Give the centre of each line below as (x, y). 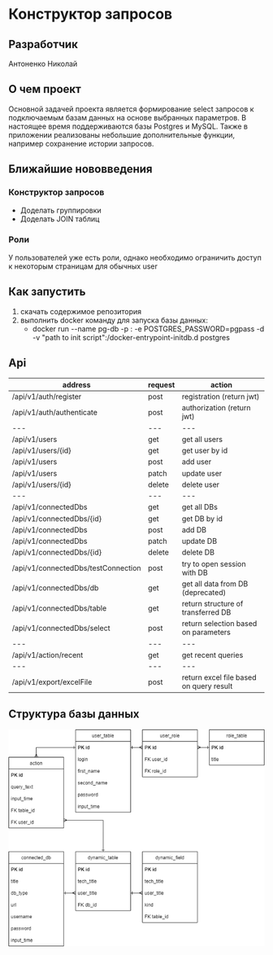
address (76, 384)
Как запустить (47, 292)
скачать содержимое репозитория (81, 311)
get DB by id (202, 519)
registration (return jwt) (221, 396)
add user (197, 462)
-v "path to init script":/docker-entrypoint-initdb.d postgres (131, 337)
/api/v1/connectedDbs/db (55, 588)
